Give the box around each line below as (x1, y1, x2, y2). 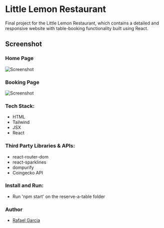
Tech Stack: (5, 102, 35, 109)
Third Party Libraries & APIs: (5, 142, 75, 149)
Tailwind (12, 119, 30, 125)
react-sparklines (12, 159, 46, 165)
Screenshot (5, 40, 42, 48)
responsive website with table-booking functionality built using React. (5, 25, 149, 31)
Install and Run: (5, 182, 44, 189)
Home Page (5, 55, 34, 62)
